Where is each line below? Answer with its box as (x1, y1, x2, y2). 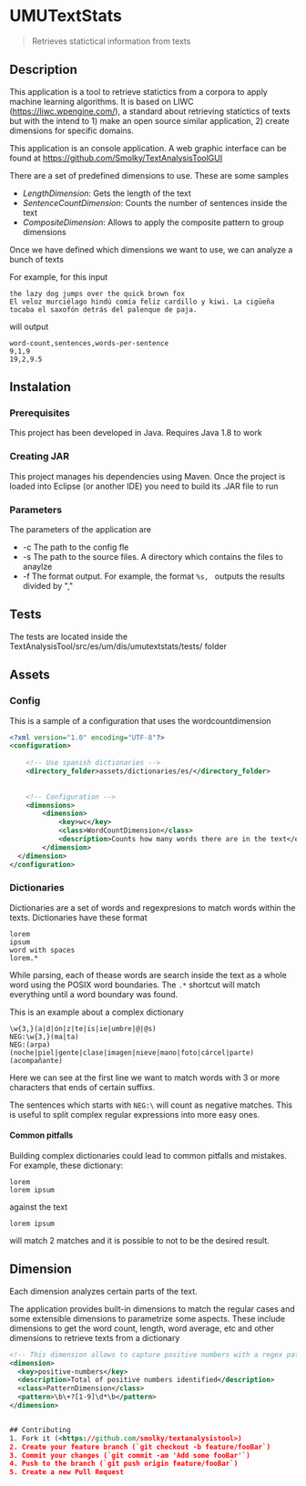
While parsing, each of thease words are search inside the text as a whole (9, 969, 287, 980)
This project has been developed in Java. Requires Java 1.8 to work (9, 428, 262, 439)
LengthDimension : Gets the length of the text (22, 188, 191, 199)
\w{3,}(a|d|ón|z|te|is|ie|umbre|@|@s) (9, 1024, 157, 1033)
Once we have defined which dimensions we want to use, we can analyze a (9, 243, 293, 255)
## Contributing (9, 1425, 71, 1434)
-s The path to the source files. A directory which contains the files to (22, 552, 284, 562)
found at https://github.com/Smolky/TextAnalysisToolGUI (9, 152, 223, 163)
